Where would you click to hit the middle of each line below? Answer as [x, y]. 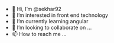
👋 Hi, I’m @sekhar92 [37, 9]
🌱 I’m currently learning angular [50, 21]
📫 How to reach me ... [39, 34]
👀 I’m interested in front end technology [60, 15]
